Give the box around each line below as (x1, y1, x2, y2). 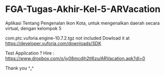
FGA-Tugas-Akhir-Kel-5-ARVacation (5, 3, 160, 15)
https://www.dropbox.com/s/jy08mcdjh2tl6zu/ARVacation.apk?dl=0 (5, 55, 145, 61)
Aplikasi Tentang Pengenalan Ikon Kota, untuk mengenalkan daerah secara (5, 20, 160, 26)
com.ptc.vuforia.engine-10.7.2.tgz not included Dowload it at (5, 35, 130, 41)
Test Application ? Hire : (5, 50, 55, 56)
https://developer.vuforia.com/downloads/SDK (5, 40, 102, 46)
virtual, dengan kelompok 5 (5, 25, 62, 31)
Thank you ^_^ (5, 65, 34, 71)
